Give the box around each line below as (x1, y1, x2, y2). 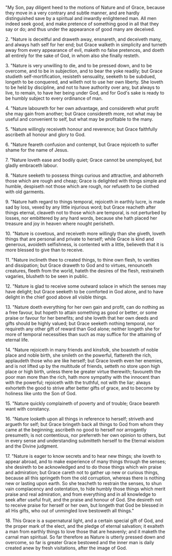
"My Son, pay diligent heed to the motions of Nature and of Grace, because (5, 5, 165, 10)
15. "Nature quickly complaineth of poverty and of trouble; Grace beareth (5, 400, 160, 406)
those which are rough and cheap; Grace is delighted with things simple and (5, 178, 167, 184)
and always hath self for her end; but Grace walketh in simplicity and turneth (5, 42, 167, 48)
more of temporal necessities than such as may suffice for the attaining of (5, 331, 162, 337)
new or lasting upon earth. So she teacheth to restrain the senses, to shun (5, 480, 162, 486)
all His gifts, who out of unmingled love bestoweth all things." (5, 508, 135, 513)
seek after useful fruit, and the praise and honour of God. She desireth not (5, 497, 162, 503)
